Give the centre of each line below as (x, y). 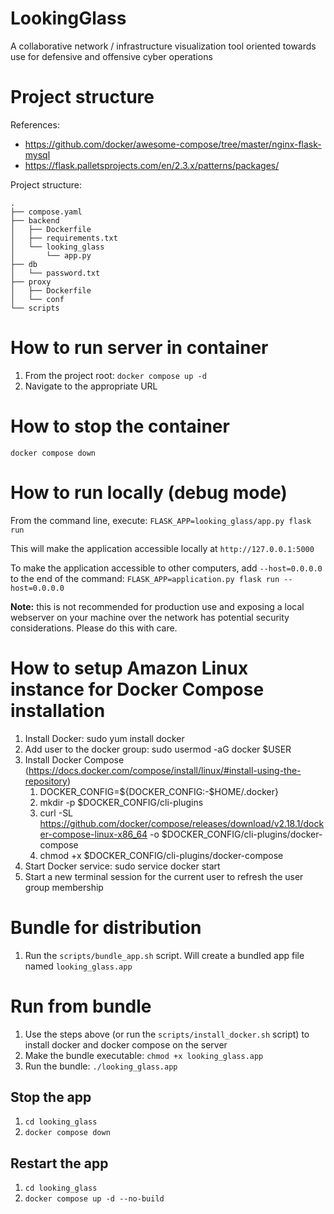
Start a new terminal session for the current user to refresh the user (164, 876)
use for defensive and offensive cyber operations (111, 56)
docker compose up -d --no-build (94, 1199)
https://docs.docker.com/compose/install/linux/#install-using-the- (165, 770)
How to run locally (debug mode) (149, 492)
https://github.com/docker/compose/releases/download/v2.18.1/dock (182, 823)
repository (46, 781)
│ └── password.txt (55, 273)
